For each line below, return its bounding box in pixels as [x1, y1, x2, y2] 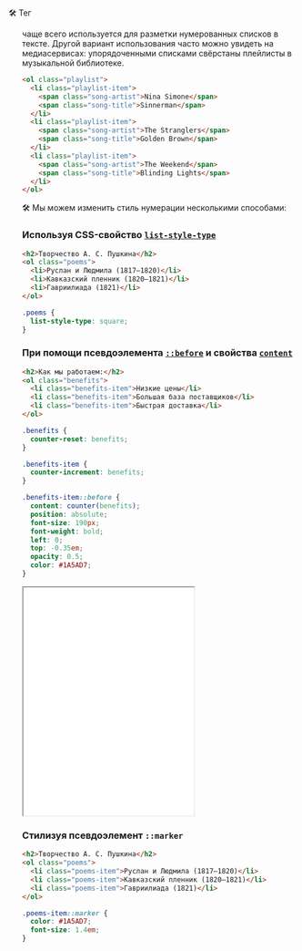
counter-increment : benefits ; [30, 468, 145, 477]
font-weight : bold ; [30, 527, 105, 536]
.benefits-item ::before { [21, 493, 120, 502]
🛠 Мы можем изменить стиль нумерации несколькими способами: [21, 202, 287, 213]
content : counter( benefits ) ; [30, 501, 141, 511]
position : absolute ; [30, 510, 108, 519]
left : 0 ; [30, 535, 64, 544]
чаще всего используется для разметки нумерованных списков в [21, 28, 279, 39]
